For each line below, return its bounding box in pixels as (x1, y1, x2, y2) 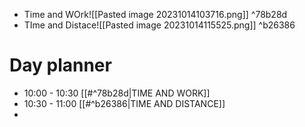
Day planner (9, 54, 112, 77)
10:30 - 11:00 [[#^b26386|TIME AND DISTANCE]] (23, 97, 226, 109)
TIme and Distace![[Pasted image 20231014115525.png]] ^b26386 (23, 19, 296, 31)
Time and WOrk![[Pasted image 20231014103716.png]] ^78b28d (23, 9, 288, 20)
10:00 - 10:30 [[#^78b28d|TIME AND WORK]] (23, 87, 211, 99)
